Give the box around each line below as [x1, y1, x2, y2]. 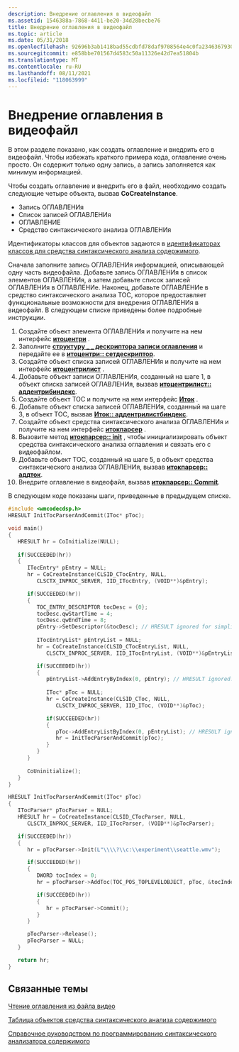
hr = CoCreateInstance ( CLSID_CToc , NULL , [45, 696, 171, 703]
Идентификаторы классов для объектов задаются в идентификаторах [8, 239, 221, 248]
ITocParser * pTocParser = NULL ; [17, 807, 113, 814]
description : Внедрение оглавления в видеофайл [8, 10, 152, 18]
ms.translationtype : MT [8, 57, 79, 64]
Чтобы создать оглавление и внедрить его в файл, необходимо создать [8, 182, 227, 190]
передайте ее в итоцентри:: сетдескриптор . [18, 350, 155, 358]
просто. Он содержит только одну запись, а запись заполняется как [8, 160, 216, 169]
